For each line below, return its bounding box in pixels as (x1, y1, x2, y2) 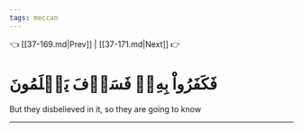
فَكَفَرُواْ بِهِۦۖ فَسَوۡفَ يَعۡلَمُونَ (9, 73, 218, 94)
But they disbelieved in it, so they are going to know (9, 103, 201, 114)
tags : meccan (9, 13, 59, 23)
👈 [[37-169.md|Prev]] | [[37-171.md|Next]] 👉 (9, 38, 181, 50)
